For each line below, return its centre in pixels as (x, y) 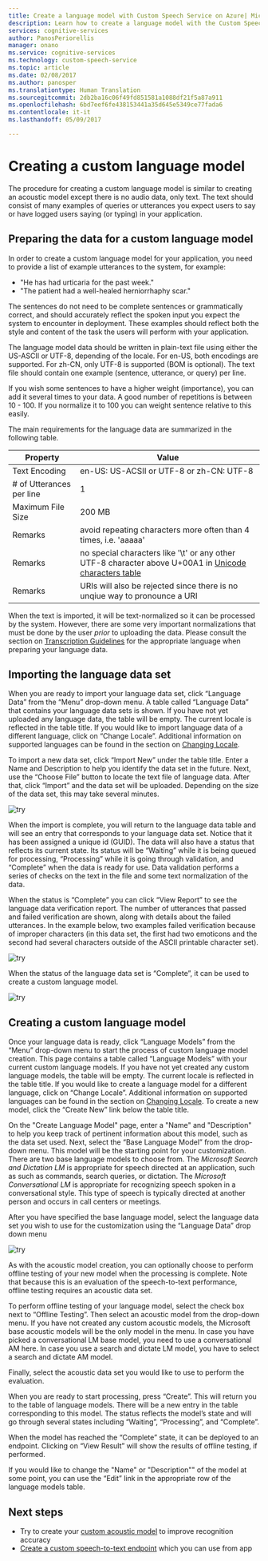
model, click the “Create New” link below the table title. (99, 1110)
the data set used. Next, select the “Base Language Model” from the (120, 1142)
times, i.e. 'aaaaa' (112, 540)
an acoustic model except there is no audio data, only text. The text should (131, 197)
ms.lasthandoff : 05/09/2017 (55, 120)
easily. (19, 413)
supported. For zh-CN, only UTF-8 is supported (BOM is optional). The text (132, 364)
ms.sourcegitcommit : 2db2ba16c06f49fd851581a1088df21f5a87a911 (116, 98)
